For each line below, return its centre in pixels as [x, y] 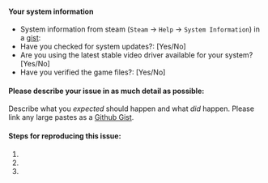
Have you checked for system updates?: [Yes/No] [103, 47]
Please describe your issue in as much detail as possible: [106, 91]
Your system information [51, 11]
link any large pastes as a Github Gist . [71, 117]
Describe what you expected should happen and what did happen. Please [132, 109]
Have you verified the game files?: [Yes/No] [93, 72]
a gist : [30, 38]
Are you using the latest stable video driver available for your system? [136, 55]
